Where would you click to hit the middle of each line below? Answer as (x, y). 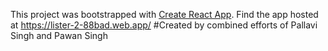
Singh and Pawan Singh (59, 35)
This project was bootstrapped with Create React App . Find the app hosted (164, 14)
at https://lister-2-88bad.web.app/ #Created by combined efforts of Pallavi (164, 25)
